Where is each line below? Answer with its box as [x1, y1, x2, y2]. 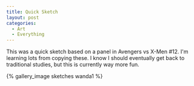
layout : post [6, 15, 39, 21]
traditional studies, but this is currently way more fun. [6, 61, 139, 68]
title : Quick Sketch [6, 8, 59, 15]
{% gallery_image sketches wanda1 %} [6, 73, 103, 80]
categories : [6, 20, 36, 26]
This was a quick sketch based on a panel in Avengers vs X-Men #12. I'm [6, 48, 189, 55]
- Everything [12, 31, 45, 38]
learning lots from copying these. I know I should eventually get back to [6, 55, 185, 62]
